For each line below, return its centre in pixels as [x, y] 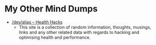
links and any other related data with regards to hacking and [79, 32]
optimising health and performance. [55, 37]
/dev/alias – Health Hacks [37, 22]
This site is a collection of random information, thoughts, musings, [85, 27]
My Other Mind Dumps [51, 9]
